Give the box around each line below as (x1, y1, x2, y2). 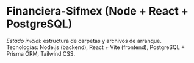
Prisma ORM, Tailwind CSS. (6, 50, 76, 57)
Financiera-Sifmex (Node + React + (6, 4, 189, 18)
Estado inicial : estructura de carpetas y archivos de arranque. (6, 37, 162, 44)
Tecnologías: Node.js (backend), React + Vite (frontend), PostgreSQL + (6, 44, 185, 51)
